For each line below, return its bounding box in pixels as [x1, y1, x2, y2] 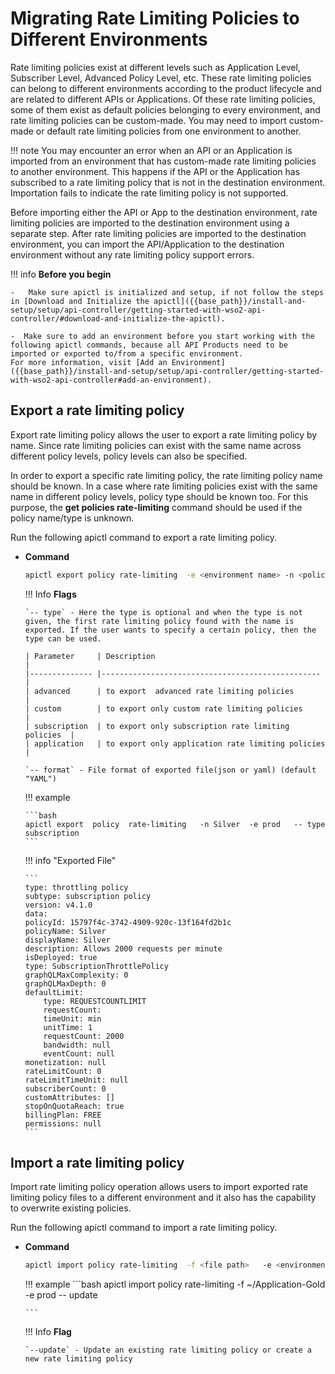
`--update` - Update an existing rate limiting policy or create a [24, 1345, 312, 1356]
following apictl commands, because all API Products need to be [10, 340, 288, 350]
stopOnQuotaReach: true [24, 1101, 125, 1111]
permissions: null [24, 1118, 102, 1129]
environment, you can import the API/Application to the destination [10, 238, 285, 250]
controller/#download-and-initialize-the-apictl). [10, 313, 226, 324]
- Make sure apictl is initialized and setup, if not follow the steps [10, 287, 325, 297]
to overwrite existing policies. [10, 1202, 132, 1214]
